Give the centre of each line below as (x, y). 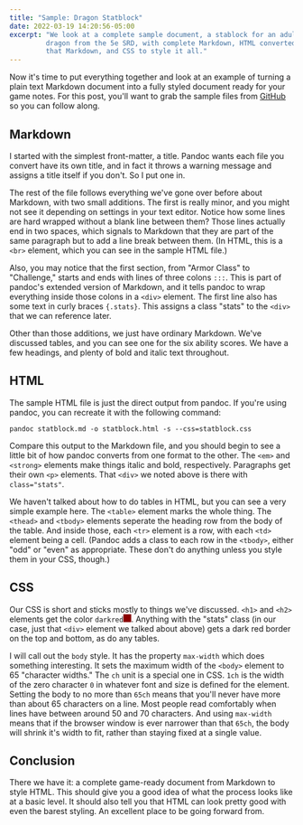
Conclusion (42, 760)
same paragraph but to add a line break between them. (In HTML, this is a (146, 240)
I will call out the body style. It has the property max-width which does (137, 655)
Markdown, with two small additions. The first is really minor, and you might (150, 202)
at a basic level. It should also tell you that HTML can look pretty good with (148, 802)
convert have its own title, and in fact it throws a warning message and (141, 165)
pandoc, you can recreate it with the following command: (115, 412)
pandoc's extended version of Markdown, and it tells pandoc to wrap (138, 286)
